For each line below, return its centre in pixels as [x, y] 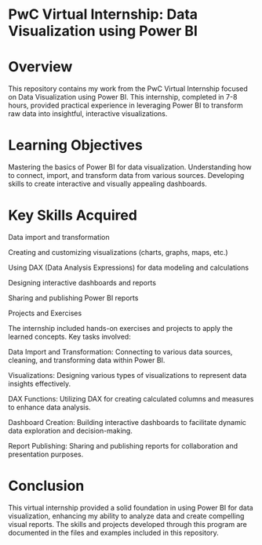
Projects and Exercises [45, 313]
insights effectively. [40, 383]
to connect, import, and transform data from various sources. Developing [126, 176]
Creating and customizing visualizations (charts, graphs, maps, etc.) [118, 252]
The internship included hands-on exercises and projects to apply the [120, 328]
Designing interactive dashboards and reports [82, 283]
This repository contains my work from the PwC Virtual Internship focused [128, 89]
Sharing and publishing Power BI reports [73, 298]
